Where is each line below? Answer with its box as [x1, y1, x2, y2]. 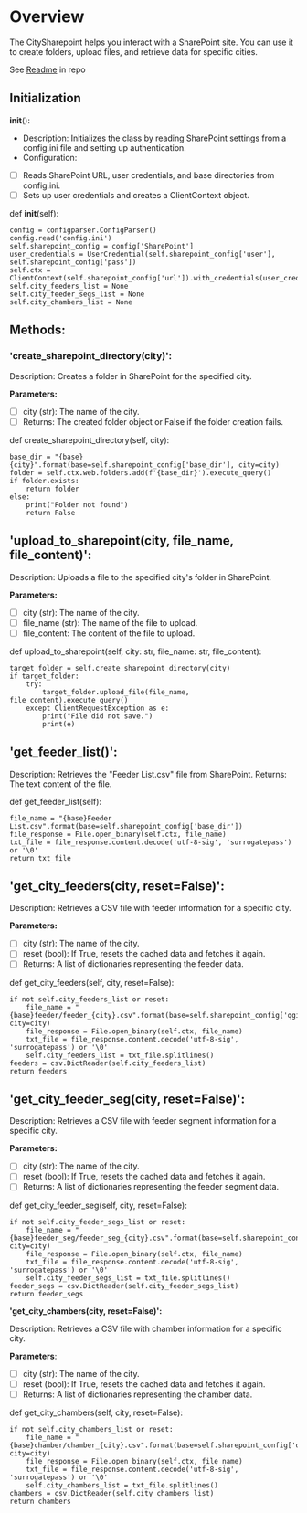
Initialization [9, 90, 82, 106]
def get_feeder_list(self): [9, 796, 102, 807]
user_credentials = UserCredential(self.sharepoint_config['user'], [9, 249, 276, 259]
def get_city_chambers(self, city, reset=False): [9, 1407, 183, 1418]
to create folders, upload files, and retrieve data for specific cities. [9, 46, 259, 57]
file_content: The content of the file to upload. [22, 628, 196, 639]
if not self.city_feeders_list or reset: [9, 994, 170, 1004]
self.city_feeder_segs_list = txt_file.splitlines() [26, 1273, 231, 1283]
